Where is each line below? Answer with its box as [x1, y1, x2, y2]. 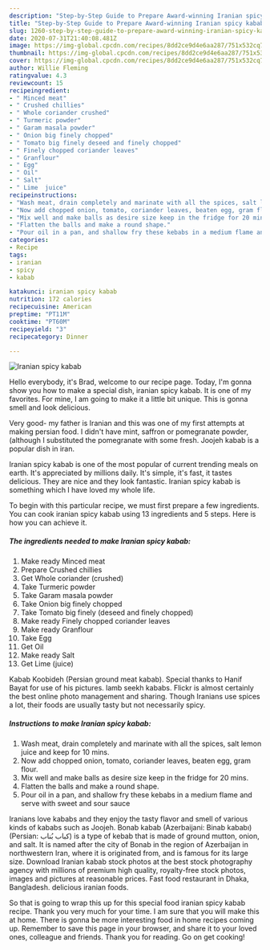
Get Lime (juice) [20, 659, 75, 669]
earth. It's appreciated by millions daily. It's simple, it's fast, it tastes [9, 468, 232, 478]
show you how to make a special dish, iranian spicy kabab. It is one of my [9, 386, 252, 395]
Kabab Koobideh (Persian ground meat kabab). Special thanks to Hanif [9, 674, 243, 684]
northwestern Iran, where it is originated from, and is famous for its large [9, 849, 249, 858]
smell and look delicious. [9, 403, 91, 412]
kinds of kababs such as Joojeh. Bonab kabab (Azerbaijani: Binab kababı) [9, 823, 252, 833]
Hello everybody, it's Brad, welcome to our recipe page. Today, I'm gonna [9, 377, 252, 387]
